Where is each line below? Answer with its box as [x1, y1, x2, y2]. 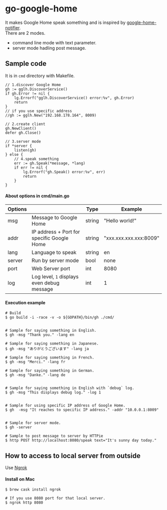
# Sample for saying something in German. [5, 368, 94, 374]
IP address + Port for [31, 228, 81, 235]
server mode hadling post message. [12, 45, 86, 51]
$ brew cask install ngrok [5, 487, 61, 492]
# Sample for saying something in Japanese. [5, 341, 99, 346]
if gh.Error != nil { [5, 91, 50, 96]
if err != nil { [14, 165, 48, 170]
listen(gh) [14, 147, 37, 152]
